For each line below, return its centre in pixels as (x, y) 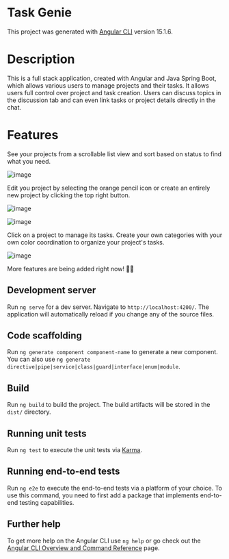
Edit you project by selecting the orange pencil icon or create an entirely (109, 188)
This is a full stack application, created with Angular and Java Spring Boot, (112, 78)
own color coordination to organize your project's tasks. (86, 242)
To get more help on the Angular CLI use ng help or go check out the (104, 541)
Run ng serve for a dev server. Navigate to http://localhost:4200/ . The (108, 307)
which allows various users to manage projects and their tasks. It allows (108, 85)
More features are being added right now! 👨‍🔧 (71, 269)
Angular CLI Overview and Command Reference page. (83, 548)
